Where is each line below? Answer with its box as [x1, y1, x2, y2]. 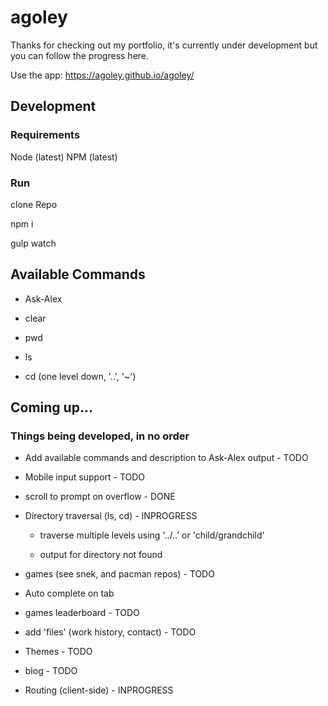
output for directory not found [39, 549, 163, 561]
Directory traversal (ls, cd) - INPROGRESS [24, 510, 198, 522]
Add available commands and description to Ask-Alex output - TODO [24, 452, 309, 464]
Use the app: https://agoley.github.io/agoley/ [10, 69, 195, 81]
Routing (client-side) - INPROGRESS [24, 684, 174, 696]
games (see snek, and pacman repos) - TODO [24, 568, 215, 580]
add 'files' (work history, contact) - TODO [24, 626, 197, 638]
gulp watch [10, 237, 57, 249]
